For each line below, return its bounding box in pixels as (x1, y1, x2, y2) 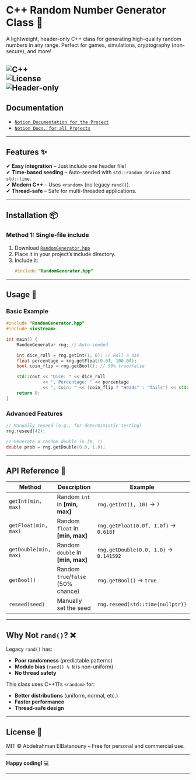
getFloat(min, (9, 522, 48, 529)
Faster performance (14, 698, 65, 705)
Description (57, 483, 91, 491)
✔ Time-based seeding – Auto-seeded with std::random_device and (6, 168, 171, 175)
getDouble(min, (9, 546, 51, 553)
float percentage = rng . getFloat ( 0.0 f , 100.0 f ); (16, 358, 137, 364)
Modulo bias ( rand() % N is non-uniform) (14, 663, 114, 670)
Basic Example (6, 307, 48, 315)
